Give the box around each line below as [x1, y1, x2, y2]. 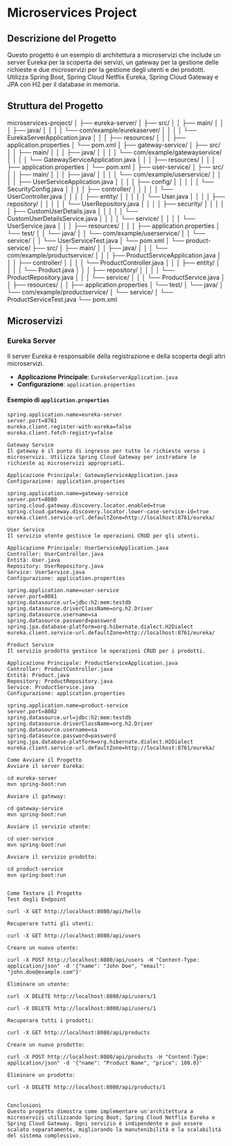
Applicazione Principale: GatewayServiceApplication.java [7, 472, 178, 478]
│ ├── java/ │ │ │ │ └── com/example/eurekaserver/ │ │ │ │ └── [7, 126, 197, 134]
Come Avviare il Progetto [7, 756, 82, 763]
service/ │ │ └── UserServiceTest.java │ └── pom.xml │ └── [7, 236, 185, 244]
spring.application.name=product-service [7, 701, 129, 709]
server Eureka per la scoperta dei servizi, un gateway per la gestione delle [7, 58, 220, 66]
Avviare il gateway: [7, 793, 67, 800]
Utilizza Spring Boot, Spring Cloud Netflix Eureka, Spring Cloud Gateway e [7, 73, 219, 81]
